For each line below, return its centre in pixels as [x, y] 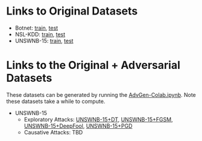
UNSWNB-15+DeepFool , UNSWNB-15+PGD [78, 126]
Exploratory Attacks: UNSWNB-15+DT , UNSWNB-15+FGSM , [98, 119]
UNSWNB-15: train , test [44, 41]
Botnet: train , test [36, 28]
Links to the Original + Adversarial [93, 65]
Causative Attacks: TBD [53, 132]
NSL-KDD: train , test [40, 34]
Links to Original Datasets [72, 11]
